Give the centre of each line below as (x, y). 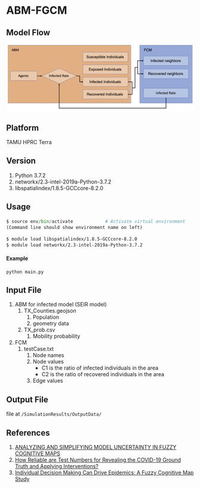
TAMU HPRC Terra (29, 142)
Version (21, 161)
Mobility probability (56, 336)
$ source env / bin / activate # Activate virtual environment (96, 221)
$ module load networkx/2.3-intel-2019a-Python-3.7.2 (75, 245)
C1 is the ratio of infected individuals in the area (100, 368)
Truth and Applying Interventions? (56, 466)
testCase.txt (39, 349)
